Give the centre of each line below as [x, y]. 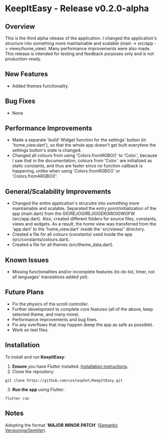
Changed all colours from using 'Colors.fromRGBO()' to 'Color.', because [85, 155]
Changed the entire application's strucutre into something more [76, 203]
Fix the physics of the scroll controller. [50, 304]
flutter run [17, 398]
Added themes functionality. [40, 86]
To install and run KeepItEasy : [35, 357]
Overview [20, 27]
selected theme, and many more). [46, 314]
